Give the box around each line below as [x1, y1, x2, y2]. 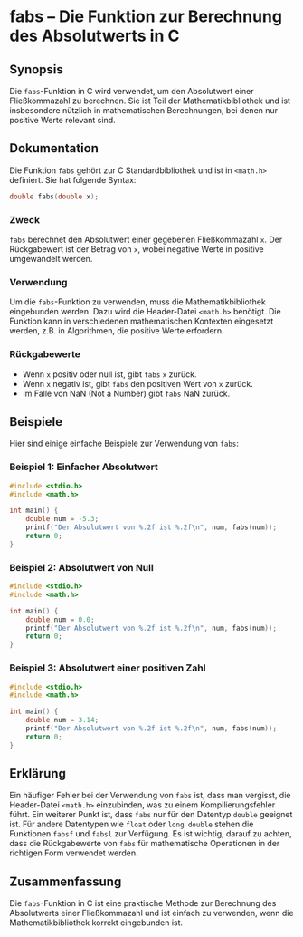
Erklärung [9, 766, 66, 781]
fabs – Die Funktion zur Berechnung [9, 6, 283, 27]
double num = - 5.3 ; [25, 515, 99, 524]
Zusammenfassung [9, 874, 122, 889]
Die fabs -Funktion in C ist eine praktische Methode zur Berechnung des [9, 898, 277, 909]
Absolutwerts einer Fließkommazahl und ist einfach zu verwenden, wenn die [9, 908, 294, 919]
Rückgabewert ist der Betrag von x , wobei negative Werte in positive [9, 243, 264, 255]
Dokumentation [9, 140, 99, 156]
